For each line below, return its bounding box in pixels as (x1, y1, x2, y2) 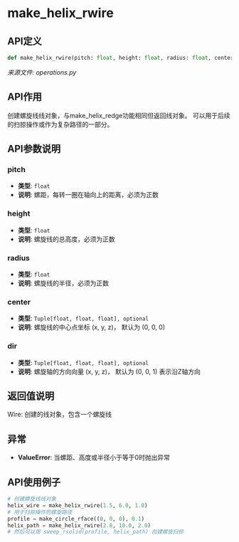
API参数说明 (7, 143, 61, 155)
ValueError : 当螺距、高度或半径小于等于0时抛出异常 (17, 453, 171, 462)
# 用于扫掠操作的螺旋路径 (7, 509, 73, 516)
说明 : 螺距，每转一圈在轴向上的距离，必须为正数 (17, 191, 159, 199)
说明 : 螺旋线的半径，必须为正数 (17, 279, 109, 287)
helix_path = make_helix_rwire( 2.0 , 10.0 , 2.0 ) (7, 521, 152, 529)
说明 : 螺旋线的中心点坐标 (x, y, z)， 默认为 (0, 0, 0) (17, 323, 166, 331)
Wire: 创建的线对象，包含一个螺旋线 (7, 410, 112, 419)
